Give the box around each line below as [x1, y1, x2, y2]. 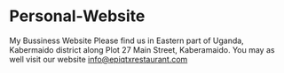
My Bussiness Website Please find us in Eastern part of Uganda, [9, 35, 244, 46]
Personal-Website [9, 6, 146, 26]
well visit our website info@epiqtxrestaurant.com [9, 54, 188, 64]
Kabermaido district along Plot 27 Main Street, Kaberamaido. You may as [9, 44, 275, 55]
